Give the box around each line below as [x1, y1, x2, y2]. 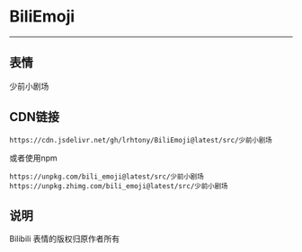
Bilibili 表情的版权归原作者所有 [9, 233, 120, 244]
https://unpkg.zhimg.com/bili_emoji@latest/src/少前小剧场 [9, 181, 228, 190]
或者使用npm [9, 152, 58, 163]
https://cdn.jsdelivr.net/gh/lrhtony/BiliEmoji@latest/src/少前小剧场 [9, 135, 272, 144]
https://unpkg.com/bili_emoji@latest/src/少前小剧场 [9, 172, 204, 181]
